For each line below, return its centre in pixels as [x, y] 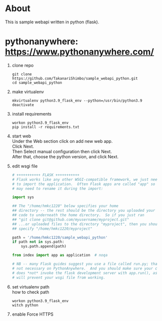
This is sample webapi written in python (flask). [52, 22]
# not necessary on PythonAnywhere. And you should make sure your [82, 268]
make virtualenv [28, 92]
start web [22, 136]
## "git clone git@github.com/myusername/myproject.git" [71, 220]
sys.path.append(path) [44, 246]
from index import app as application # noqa [60, 255]
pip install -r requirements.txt [46, 127]
